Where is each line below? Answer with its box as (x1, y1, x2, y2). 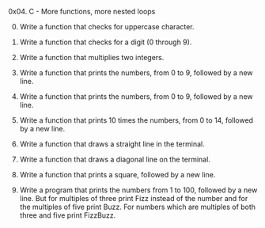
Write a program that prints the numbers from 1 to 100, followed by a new (19, 185, 258, 195)
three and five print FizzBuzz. (19, 211, 116, 220)
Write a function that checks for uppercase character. (19, 22, 195, 31)
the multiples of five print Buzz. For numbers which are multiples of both (19, 202, 256, 211)
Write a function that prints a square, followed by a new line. (19, 170, 216, 179)
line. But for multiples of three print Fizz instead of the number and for (19, 194, 248, 203)
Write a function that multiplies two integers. (19, 53, 165, 62)
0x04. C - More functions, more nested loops (8, 7, 156, 16)
